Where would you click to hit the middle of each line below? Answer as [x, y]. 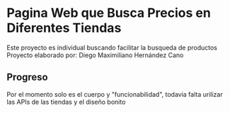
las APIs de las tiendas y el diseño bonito [66, 102]
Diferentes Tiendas [64, 28]
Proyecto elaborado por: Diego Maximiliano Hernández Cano [95, 55]
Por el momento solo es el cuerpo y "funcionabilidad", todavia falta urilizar [115, 94]
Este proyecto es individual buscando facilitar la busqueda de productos [112, 47]
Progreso [27, 77]
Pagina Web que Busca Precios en [109, 13]
